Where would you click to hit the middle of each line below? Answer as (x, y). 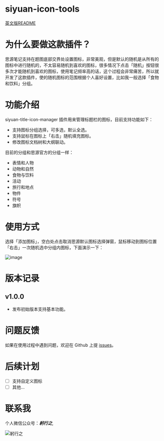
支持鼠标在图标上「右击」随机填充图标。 (53, 136)
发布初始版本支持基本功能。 (40, 309)
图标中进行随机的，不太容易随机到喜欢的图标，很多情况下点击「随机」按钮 (80, 65)
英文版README (20, 23)
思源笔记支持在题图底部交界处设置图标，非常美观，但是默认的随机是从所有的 (82, 59)
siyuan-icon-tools (42, 9)
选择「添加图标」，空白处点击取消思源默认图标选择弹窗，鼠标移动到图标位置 (81, 241)
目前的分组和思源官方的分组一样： (39, 152)
